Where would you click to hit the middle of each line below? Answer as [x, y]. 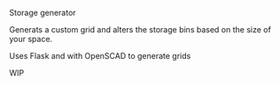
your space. [31, 39]
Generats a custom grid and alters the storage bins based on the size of [140, 29]
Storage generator [43, 13]
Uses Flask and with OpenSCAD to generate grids [100, 56]
